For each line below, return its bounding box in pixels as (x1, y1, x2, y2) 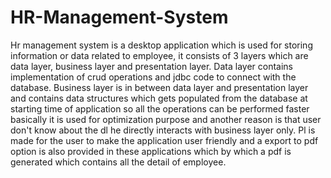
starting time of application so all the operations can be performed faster (10, 102, 310, 115)
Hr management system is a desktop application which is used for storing (10, 39, 313, 51)
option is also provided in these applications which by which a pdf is (10, 145, 292, 157)
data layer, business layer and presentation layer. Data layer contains (10, 60, 293, 72)
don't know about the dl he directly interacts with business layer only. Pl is (10, 124, 316, 136)
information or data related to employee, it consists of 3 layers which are (10, 49, 309, 61)
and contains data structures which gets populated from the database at (10, 92, 308, 104)
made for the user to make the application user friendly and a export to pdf (10, 134, 319, 146)
